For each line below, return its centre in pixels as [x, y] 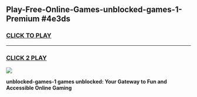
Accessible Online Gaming [39, 88]
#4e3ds [56, 19]
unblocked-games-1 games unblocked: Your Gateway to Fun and [86, 81]
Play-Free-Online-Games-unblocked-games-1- [94, 10]
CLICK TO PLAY [29, 36]
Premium [23, 19]
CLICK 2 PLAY [26, 58]
